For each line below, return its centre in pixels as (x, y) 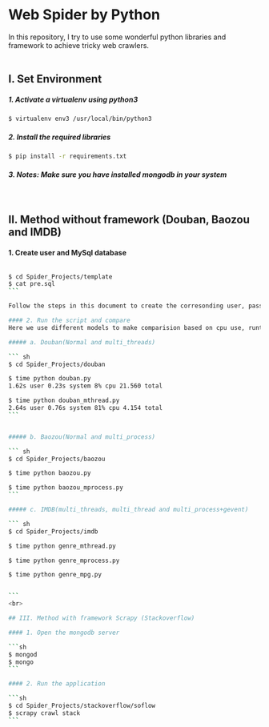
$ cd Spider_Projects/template (60, 277)
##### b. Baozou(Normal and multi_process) (82, 437)
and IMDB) (35, 233)
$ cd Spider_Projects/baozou (57, 459)
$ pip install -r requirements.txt (68, 157)
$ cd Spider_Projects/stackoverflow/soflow (82, 706)
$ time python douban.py (50, 379)
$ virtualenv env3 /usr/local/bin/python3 (80, 119)
